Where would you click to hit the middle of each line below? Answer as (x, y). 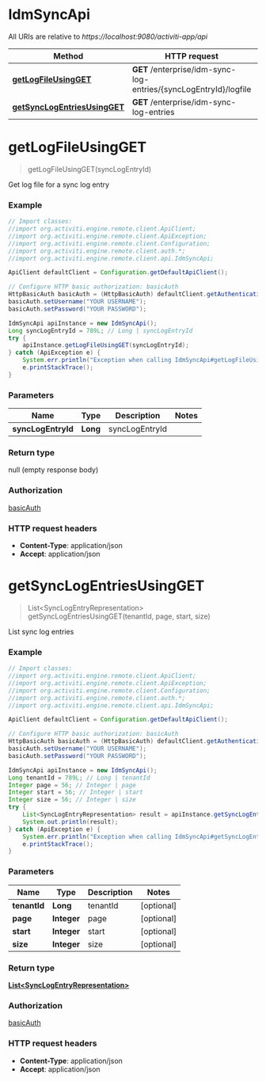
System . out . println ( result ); (70, 821)
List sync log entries (41, 631)
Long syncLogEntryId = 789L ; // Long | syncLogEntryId (101, 330)
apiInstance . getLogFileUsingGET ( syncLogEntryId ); (106, 345)
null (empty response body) (53, 470)
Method (68, 55)
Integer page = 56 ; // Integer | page (72, 785)
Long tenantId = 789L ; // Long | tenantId (79, 778)
